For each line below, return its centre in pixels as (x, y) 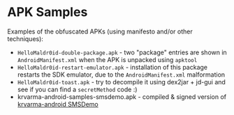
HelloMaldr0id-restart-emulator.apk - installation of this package (112, 67)
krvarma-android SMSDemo (58, 104)
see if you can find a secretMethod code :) (77, 89)
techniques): (25, 38)
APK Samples (47, 12)
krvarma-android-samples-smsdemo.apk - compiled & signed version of (122, 97)
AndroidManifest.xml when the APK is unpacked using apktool (107, 59)
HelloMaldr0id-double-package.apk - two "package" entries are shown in (122, 52)
